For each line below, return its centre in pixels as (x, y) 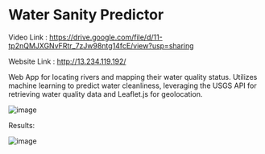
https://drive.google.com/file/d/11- (106, 37)
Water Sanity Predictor (86, 15)
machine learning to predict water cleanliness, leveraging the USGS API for (133, 85)
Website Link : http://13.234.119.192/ (67, 61)
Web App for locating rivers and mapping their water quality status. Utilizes (133, 77)
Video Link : (28, 37)
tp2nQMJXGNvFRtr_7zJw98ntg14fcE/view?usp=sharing (101, 45)
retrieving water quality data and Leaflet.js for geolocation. (106, 94)
